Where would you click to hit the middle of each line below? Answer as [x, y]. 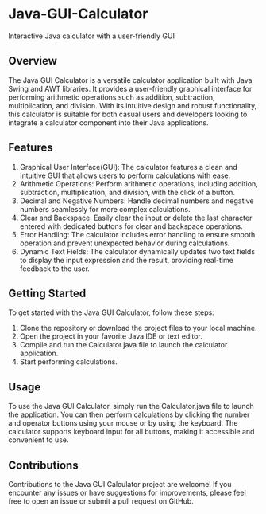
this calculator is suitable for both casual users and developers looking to [128, 114]
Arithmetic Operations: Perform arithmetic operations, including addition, [139, 183]
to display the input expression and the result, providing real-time [127, 260]
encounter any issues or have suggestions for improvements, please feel [127, 492]
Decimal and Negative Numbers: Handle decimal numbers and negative [137, 201]
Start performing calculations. [68, 362]
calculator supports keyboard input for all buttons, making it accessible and [131, 432]
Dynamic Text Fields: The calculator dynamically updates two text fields [137, 251]
